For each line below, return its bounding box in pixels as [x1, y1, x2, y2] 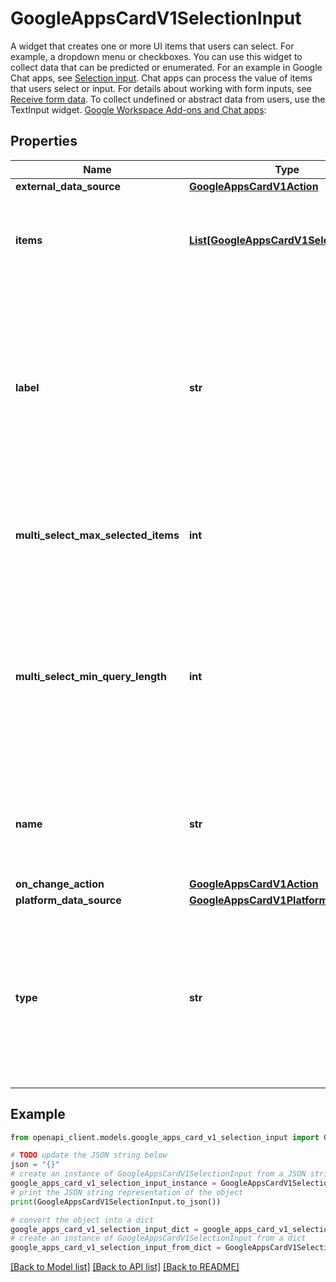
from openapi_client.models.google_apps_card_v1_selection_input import [10, 1132, 320, 1142]
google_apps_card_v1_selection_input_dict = [10, 1224, 199, 1234]
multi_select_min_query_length [15, 669, 167, 683]
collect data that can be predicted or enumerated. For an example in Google [10, 61, 323, 73]
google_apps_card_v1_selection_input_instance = [10, 1178, 217, 1189]
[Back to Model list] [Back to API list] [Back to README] [10, 1261, 240, 1273]
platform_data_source [15, 893, 122, 907]
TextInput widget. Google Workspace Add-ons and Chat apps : [10, 103, 267, 116]
